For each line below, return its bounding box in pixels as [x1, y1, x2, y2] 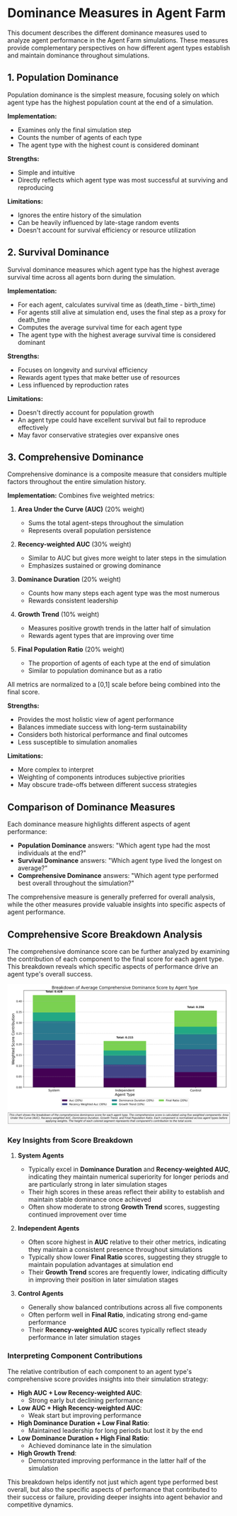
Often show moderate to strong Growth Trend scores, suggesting [28, 1203, 220, 1212]
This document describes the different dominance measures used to [7, 28, 207, 37]
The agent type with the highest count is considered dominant [17, 141, 200, 149]
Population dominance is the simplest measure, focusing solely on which [7, 90, 219, 99]
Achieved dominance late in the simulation [28, 1441, 152, 1449]
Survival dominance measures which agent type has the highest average [7, 265, 220, 274]
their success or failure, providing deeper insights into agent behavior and [7, 1493, 223, 1501]
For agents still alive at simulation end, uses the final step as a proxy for [17, 307, 226, 317]
